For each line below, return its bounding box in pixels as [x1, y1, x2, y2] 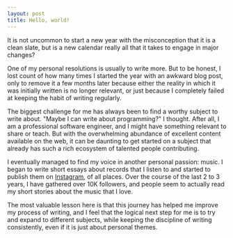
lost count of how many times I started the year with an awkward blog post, [7, 71, 223, 80]
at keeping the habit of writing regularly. [7, 93, 122, 102]
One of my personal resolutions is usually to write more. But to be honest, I [7, 64, 221, 72]
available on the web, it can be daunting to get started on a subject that [7, 136, 211, 145]
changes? [7, 50, 35, 59]
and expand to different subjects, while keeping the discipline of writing [7, 215, 212, 223]
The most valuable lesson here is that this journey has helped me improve [7, 200, 218, 209]
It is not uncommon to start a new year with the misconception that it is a [7, 35, 216, 44]
